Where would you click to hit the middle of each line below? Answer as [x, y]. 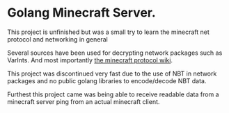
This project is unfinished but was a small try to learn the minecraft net [109, 32]
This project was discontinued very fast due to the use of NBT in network [112, 73]
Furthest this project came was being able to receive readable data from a [113, 94]
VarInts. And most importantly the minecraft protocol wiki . [90, 60]
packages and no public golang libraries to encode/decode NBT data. [107, 80]
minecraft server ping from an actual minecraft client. [84, 101]
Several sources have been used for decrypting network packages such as [115, 53]
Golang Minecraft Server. [82, 13]
